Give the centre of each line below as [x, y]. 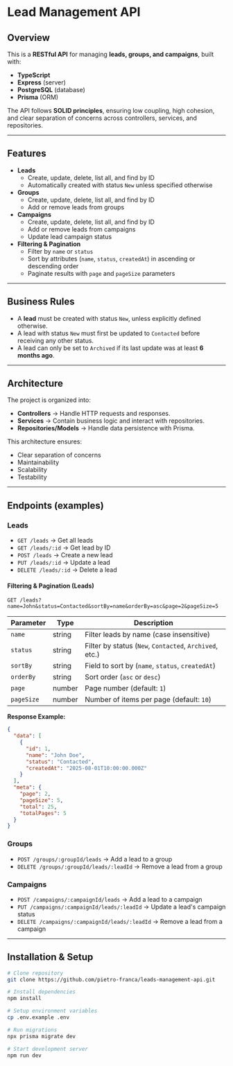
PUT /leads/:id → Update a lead [64, 563]
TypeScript [34, 75]
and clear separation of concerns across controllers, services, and [102, 118]
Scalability [32, 470]
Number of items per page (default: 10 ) [148, 699]
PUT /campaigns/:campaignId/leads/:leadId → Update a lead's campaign [121, 907]
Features [27, 154]
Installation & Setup [50, 957]
